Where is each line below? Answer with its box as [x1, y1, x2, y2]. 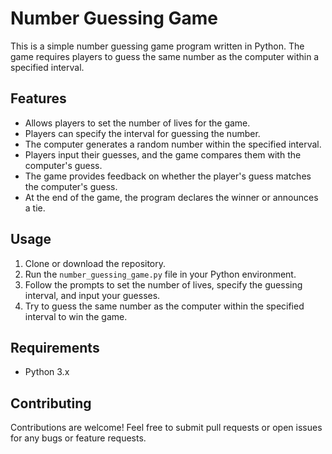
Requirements [10, 339, 100, 356]
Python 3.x [24, 366, 70, 378]
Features [10, 90, 67, 107]
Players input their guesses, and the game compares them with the [24, 148, 302, 161]
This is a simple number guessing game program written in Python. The [10, 40, 305, 52]
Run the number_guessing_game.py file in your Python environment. [24, 268, 297, 280]
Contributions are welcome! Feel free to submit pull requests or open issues [10, 422, 323, 434]
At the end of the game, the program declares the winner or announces [24, 191, 319, 203]
